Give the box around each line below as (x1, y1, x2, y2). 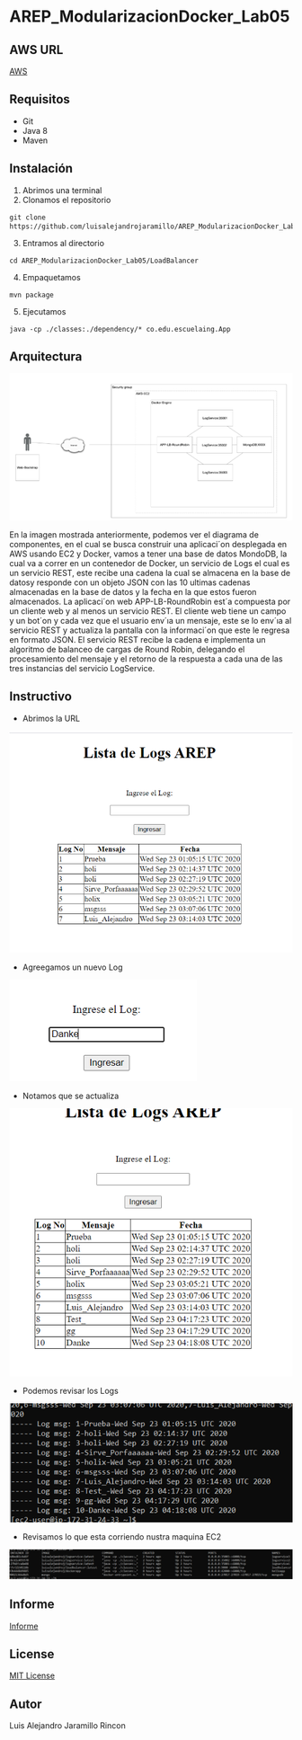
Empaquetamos (22, 271, 81, 282)
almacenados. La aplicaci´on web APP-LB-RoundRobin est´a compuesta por (9, 596, 291, 608)
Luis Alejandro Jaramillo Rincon (9, 1720, 126, 1731)
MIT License (9, 1670, 56, 1682)
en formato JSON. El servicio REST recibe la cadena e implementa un (9, 635, 267, 645)
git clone (9, 213, 47, 222)
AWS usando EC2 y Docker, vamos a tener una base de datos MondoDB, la (9, 548, 288, 559)
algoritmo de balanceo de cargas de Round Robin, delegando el (9, 644, 245, 655)
